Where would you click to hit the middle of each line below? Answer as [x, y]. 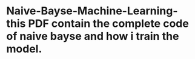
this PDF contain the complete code [97, 24]
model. [24, 49]
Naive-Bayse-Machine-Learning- [92, 11]
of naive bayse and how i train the [93, 36]
